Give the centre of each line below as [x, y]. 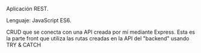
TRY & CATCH [23, 45]
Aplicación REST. [27, 9]
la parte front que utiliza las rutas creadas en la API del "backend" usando [98, 38]
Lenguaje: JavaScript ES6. [39, 20]
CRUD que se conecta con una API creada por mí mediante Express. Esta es [101, 32]
